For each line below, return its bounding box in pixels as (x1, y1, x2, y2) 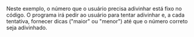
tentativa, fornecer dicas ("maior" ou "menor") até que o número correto (6, 18, 189, 24)
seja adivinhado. (6, 24, 47, 31)
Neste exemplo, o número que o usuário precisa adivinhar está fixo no (6, 5, 182, 12)
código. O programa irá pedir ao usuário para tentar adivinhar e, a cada (6, 11, 185, 18)
